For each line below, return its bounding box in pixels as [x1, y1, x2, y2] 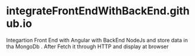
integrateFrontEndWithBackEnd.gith [6, 4, 190, 18]
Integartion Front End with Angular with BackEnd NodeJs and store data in [6, 36, 188, 43]
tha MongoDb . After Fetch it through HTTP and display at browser [6, 43, 169, 50]
